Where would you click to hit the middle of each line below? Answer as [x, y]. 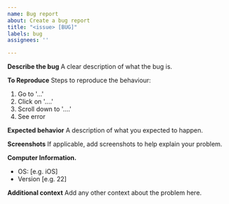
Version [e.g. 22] [42, 179]
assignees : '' [28, 40]
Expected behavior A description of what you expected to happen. [105, 130]
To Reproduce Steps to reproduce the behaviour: [79, 80]
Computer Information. [42, 158]
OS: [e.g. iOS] [38, 171]
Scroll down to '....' [45, 109]
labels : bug [25, 34]
